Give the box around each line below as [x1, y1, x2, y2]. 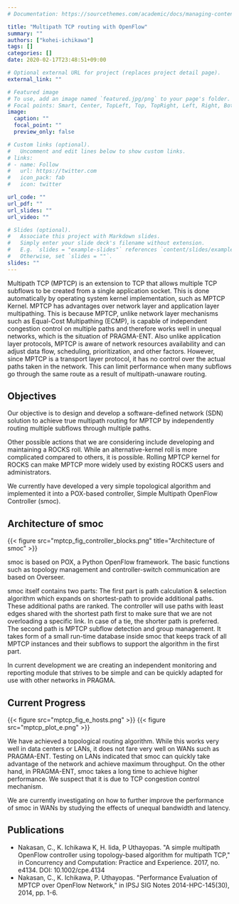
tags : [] [7, 43, 33, 50]
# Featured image [7, 88, 59, 96]
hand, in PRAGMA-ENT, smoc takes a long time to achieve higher [7, 767, 198, 776]
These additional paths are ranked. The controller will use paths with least [7, 602, 224, 610]
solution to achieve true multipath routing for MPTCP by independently [7, 417, 215, 425]
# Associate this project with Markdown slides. [7, 233, 161, 240]
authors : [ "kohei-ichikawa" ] [7, 36, 94, 43]
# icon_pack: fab [7, 174, 65, 181]
